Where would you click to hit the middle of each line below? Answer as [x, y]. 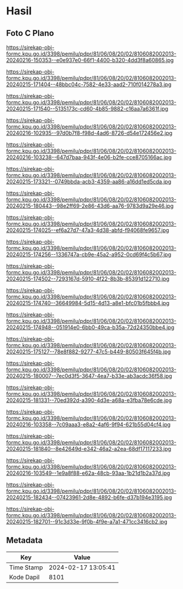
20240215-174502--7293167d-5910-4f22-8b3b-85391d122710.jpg [88, 279]
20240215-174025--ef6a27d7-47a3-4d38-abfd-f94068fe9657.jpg [88, 230]
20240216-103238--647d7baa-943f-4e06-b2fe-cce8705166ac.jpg [89, 157]
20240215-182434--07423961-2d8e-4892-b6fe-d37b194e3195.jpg [89, 497]
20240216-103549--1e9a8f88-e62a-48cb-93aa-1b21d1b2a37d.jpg [88, 473]
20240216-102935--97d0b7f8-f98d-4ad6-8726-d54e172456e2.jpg [89, 133]
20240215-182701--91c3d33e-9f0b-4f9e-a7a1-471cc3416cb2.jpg [87, 522]
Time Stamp [26, 567]
